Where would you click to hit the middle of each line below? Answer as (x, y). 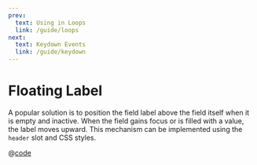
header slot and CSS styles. (52, 137)
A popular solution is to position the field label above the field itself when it (129, 112)
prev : (17, 15)
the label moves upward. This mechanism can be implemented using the (125, 129)
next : (17, 37)
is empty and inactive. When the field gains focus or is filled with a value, (126, 121)
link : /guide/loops (47, 30)
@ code (20, 152)
